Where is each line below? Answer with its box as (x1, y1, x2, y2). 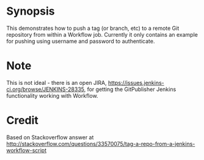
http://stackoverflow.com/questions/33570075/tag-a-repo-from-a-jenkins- (6, 140, 195, 147)
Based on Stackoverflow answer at (6, 133, 94, 141)
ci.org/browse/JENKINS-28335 (6, 85, 84, 93)
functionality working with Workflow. (6, 92, 99, 99)
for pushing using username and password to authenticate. (6, 37, 155, 45)
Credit (6, 114, 38, 128)
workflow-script (6, 147, 47, 154)
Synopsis (6, 4, 55, 18)
